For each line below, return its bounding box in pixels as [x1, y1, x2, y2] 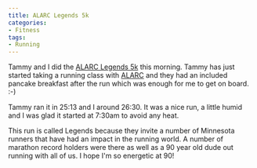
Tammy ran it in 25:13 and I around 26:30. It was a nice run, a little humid [8, 103, 243, 112]
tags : [8, 33, 26, 42]
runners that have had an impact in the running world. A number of [8, 134, 223, 144]
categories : [8, 19, 47, 27]
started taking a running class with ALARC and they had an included [8, 71, 228, 80]
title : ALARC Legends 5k [8, 11, 89, 20]
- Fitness [8, 26, 41, 34]
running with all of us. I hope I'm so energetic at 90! [8, 151, 175, 161]
